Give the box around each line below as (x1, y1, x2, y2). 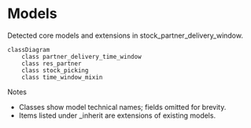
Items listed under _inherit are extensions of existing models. (18, 111, 216, 120)
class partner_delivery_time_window (21, 53, 142, 60)
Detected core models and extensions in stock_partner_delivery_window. (7, 31, 243, 40)
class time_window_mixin (21, 73, 103, 81)
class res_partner (21, 60, 82, 68)
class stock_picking (21, 66, 89, 75)
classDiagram (7, 46, 50, 53)
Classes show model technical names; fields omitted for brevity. (18, 102, 227, 112)
